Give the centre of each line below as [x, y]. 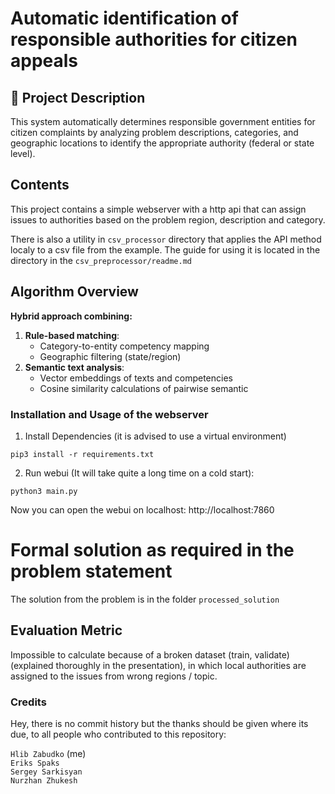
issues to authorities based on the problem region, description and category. [168, 219]
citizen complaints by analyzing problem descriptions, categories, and [154, 132]
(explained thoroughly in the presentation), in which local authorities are [158, 665]
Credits [28, 702]
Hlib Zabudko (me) [48, 753]
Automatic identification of [124, 18]
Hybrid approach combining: [71, 316]
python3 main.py [44, 491]
